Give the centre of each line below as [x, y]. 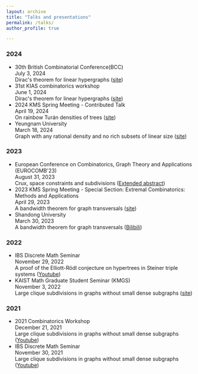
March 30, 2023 [34, 221]
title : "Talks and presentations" [49, 17]
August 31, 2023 [35, 177]
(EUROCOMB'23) [36, 170]
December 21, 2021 [38, 328]
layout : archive [26, 12]
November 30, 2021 [39, 353]
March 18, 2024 [34, 130]
